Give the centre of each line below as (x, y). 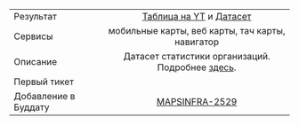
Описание (36, 62)
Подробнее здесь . (197, 67)
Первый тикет (44, 82)
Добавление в (44, 96)
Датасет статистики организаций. (197, 56)
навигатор (197, 42)
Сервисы (33, 36)
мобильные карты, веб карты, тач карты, (197, 31)
